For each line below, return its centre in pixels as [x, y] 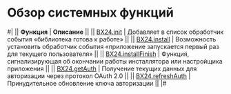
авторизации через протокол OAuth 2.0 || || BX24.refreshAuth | [99, 76]
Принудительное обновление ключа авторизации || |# [87, 83]
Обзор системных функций [90, 13]
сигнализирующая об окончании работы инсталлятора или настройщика [115, 61]
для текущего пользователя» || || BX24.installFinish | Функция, [98, 54]
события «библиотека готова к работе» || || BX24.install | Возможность [112, 39]
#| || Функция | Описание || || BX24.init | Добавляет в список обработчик [115, 32]
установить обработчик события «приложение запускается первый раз [113, 46]
